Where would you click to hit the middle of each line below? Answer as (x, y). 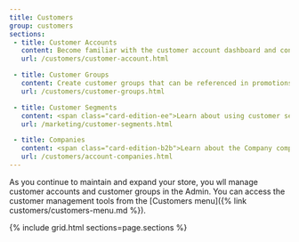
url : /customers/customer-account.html (95, 59)
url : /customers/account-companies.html (97, 157)
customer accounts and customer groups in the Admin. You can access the (147, 191)
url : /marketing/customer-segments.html (97, 124)
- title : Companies (49, 140)
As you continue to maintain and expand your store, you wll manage (133, 181)
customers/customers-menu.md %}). (78, 210)
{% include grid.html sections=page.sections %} (98, 227)
